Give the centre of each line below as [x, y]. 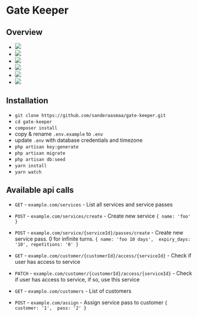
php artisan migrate [40, 153]
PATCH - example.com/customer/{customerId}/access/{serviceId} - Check [103, 273]
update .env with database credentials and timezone [79, 140]
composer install [36, 128]
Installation [27, 101]
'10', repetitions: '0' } [46, 244]
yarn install [31, 166]
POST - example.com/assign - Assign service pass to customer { [91, 302]
